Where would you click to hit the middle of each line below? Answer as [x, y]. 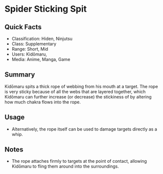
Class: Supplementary [34, 44]
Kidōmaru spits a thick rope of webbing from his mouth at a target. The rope [81, 86]
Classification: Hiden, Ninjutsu [42, 39]
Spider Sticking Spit [46, 9]
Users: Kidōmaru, [29, 54]
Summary [20, 75]
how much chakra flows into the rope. [43, 102]
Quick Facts [23, 27]
